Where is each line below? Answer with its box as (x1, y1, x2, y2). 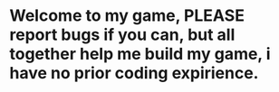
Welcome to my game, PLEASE (9, 5, 245, 26)
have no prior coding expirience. (9, 63, 259, 84)
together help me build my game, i (9, 44, 271, 64)
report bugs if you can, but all (9, 24, 236, 45)
